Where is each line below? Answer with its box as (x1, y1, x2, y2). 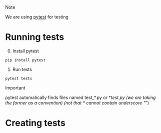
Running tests (5, 31, 64, 43)
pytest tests (5, 76, 32, 81)
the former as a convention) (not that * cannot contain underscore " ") (5, 99, 149, 105)
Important (5, 84, 25, 90)
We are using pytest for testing (5, 14, 69, 19)
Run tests (12, 66, 32, 72)
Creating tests (5, 117, 66, 129)
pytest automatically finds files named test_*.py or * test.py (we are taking (5, 94, 156, 100)
